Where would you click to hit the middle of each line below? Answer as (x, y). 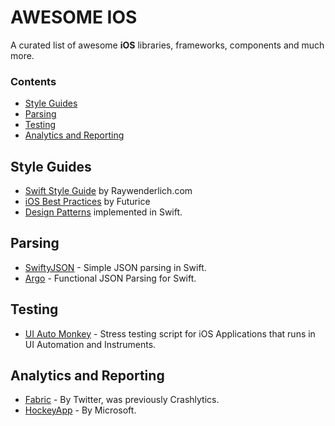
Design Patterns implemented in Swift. (103, 212)
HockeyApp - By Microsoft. (80, 410)
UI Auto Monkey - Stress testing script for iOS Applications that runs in (170, 333)
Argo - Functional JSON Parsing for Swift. (110, 278)
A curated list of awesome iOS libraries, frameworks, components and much (167, 45)
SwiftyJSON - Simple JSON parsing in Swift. (115, 267)
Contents (33, 81)
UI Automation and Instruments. (90, 344)
